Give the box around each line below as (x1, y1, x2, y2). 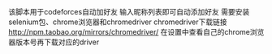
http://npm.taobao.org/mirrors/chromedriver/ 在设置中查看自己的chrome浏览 (8, 27, 265, 36)
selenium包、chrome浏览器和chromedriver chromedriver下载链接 (8, 17, 227, 27)
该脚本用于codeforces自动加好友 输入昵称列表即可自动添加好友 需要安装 (8, 7, 250, 16)
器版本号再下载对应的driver (8, 37, 100, 47)
